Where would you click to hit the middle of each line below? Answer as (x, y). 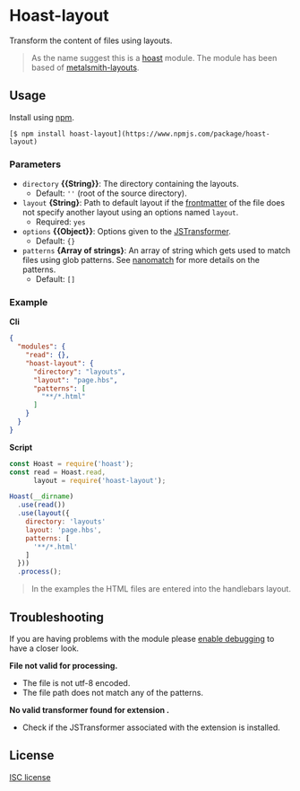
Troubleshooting (57, 617)
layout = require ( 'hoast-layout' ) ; (99, 480)
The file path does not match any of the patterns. (113, 693)
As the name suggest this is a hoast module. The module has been (154, 57)
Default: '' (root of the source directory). (111, 193)
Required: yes (61, 222)
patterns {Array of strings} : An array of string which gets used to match (156, 250)
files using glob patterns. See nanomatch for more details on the (141, 260)
